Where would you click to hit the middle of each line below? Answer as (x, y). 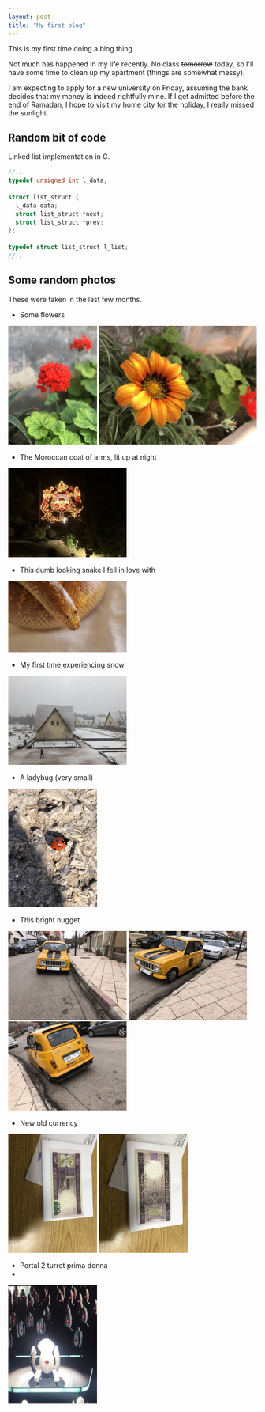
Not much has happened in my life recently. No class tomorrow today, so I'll (131, 64)
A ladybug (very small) (56, 778)
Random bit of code (57, 137)
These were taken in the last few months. (75, 299)
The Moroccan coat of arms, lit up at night (88, 457)
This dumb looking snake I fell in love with (88, 570)
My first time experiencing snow (72, 665)
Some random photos (62, 280)
